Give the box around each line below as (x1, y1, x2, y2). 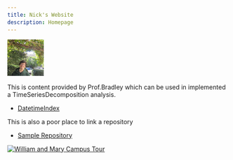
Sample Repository (17, 131, 72, 140)
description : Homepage (7, 18, 74, 26)
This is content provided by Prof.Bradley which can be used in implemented (7, 83, 226, 91)
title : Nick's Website (7, 11, 74, 18)
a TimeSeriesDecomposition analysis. (7, 90, 116, 98)
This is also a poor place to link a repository (7, 117, 133, 126)
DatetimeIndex (17, 104, 60, 112)
